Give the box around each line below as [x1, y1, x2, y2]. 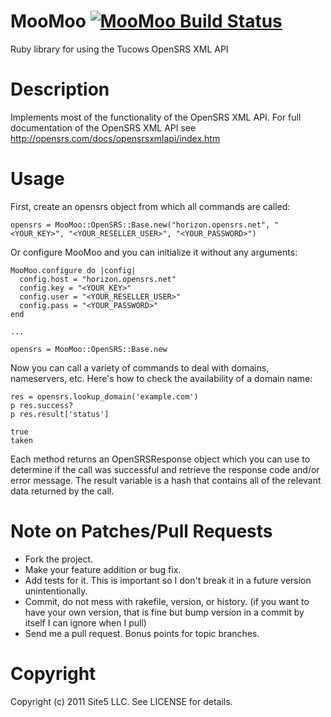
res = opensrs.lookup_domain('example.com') [10, 391, 199, 402]
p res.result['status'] [10, 409, 110, 419]
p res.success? [10, 400, 74, 410]
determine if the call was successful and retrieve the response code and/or [10, 463, 320, 475]
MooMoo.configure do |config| [10, 265, 137, 275]
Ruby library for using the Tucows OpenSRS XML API [10, 43, 229, 55]
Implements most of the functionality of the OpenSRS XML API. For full [10, 111, 302, 123]
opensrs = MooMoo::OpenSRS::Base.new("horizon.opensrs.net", [10, 220, 271, 230]
